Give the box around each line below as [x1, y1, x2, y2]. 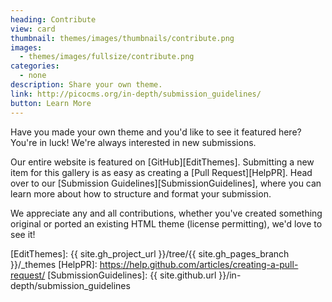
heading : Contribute [10, 14, 97, 25]
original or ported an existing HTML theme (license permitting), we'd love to [10, 217, 323, 230]
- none [19, 71, 47, 81]
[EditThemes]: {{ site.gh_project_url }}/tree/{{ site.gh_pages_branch [10, 247, 290, 260]
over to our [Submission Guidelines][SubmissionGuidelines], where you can [10, 177, 322, 189]
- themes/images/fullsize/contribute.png [19, 52, 195, 62]
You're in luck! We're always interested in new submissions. [10, 136, 257, 148]
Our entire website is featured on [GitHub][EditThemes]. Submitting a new [10, 156, 315, 168]
